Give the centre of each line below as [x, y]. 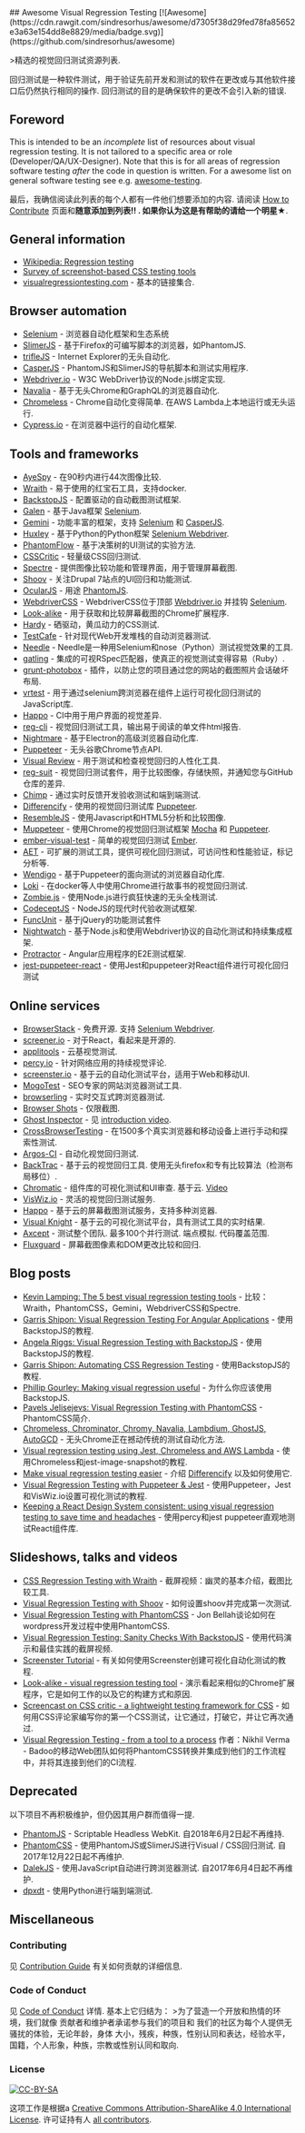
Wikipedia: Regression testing [78, 262]
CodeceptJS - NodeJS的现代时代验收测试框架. [110, 908]
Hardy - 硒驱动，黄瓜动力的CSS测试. [91, 625]
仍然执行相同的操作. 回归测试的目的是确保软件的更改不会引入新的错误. [156, 91]
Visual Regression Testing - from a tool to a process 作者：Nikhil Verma [156, 1739]
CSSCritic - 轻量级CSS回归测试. [82, 557]
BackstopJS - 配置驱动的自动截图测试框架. [102, 500]
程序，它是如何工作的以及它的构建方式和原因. [107, 1694]
